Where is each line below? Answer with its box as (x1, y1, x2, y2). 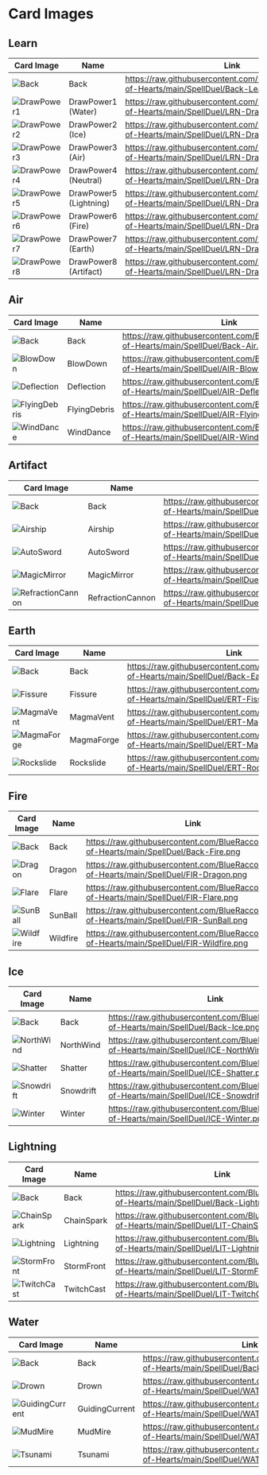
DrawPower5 (68, 188, 118, 199)
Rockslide (69, 757, 106, 768)
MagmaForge (69, 735, 120, 746)
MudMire (77, 1426, 111, 1437)
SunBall (48, 910, 78, 921)
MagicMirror (87, 569, 134, 580)
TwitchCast (63, 1283, 106, 1295)
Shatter (60, 1062, 88, 1073)
